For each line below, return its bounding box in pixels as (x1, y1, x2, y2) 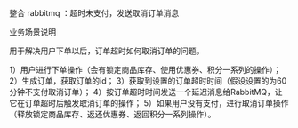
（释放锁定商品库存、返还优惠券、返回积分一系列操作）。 (9, 109, 216, 119)
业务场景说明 (9, 27, 56, 37)
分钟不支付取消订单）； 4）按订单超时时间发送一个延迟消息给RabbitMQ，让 (9, 87, 283, 97)
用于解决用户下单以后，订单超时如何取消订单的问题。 (9, 45, 205, 56)
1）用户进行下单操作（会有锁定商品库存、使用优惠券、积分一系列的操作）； (9, 65, 282, 75)
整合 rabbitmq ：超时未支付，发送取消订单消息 (9, 8, 180, 18)
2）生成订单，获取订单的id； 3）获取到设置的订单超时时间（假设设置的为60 (9, 76, 287, 86)
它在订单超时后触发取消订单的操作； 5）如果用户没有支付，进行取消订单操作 (9, 98, 289, 108)
